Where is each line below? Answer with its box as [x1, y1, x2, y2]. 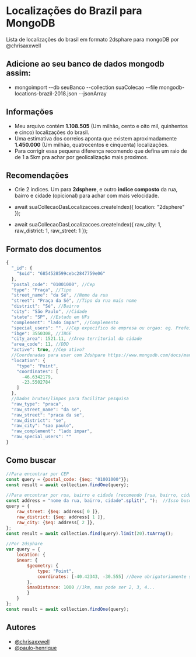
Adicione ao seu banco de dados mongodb [6, 59, 164, 69]
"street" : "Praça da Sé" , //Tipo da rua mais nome [11, 298, 137, 304]
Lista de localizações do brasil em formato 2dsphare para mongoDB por [6, 36, 179, 43]
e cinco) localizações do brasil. [14, 129, 89, 136]
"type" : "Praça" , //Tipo [11, 287, 72, 293]
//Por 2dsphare [6, 541, 43, 547]
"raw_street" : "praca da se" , [11, 412, 85, 418]
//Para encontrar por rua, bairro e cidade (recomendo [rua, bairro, [6, 493, 179, 498]
